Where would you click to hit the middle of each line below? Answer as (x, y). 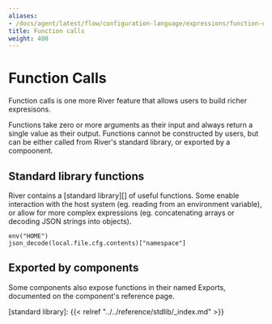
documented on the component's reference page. (92, 296)
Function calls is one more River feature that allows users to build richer (128, 101)
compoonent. (31, 151)
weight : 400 (28, 38)
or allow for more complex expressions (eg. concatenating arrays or (121, 212)
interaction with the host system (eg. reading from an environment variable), (135, 204)
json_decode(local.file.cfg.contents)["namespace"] (97, 243)
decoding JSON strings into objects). (70, 221)
